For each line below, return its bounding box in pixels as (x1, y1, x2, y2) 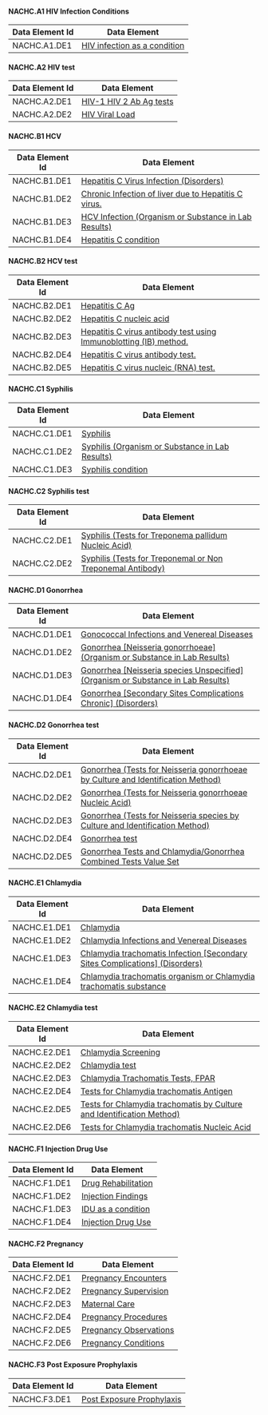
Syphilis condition (81, 464, 148, 475)
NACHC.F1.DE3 (12, 1203, 72, 1214)
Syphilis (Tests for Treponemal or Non (81, 553, 223, 564)
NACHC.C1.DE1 (12, 428, 73, 439)
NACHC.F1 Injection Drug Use (8, 1143, 108, 1154)
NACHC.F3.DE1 (12, 1393, 72, 1405)
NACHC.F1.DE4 (12, 1217, 72, 1228)
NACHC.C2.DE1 (12, 535, 73, 547)
